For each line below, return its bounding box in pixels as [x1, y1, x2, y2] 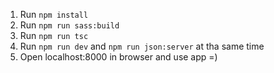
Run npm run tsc [19, 30, 89, 41]
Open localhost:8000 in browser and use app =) [19, 51, 218, 63]
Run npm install [19, 9, 89, 20]
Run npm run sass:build [19, 19, 120, 31]
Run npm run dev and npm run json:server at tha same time [19, 40, 265, 52]
